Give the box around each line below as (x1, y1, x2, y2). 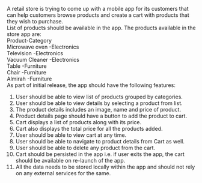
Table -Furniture (7, 62, 47, 70)
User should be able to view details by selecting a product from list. (15, 100, 183, 107)
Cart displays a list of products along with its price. (15, 119, 142, 125)
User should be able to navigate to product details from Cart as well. (15, 138, 185, 145)
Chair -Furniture (7, 69, 47, 76)
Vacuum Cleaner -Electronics (7, 56, 80, 63)
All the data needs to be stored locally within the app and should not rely (15, 163, 195, 170)
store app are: (7, 31, 41, 38)
